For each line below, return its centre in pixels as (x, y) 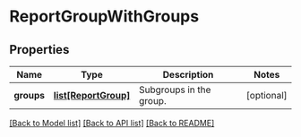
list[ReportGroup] (92, 95)
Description (188, 75)
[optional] (267, 95)
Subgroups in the (175, 90)
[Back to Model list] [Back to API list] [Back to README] (112, 123)
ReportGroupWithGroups (104, 17)
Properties (39, 50)
